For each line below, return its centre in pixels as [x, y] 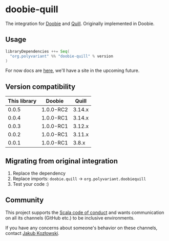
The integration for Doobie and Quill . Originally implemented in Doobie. [80, 23]
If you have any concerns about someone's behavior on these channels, [81, 228]
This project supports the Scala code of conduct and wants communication [85, 212]
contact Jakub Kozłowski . [33, 233]
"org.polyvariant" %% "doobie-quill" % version [62, 56]
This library [22, 101]
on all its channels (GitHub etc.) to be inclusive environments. [70, 218]
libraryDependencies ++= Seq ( [38, 51]
